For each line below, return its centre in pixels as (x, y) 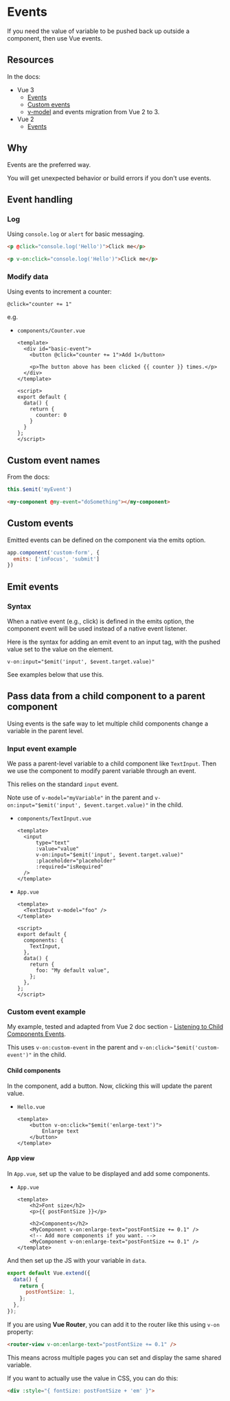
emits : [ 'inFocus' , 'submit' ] (56, 559)
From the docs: (28, 477)
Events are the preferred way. (49, 164)
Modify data (28, 276)
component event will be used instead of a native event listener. (97, 628)
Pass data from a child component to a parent (106, 696)
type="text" (53, 843)
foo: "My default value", (72, 970)
